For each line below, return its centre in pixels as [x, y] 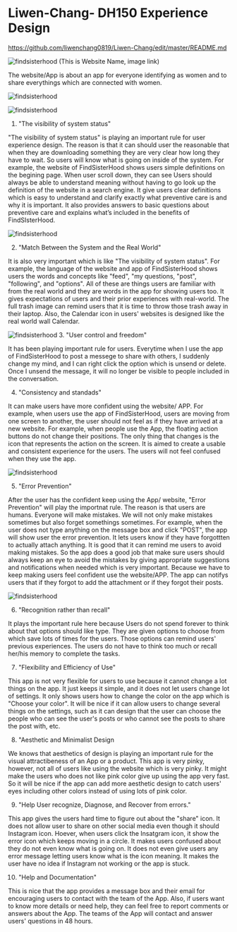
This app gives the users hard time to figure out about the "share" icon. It [114, 818]
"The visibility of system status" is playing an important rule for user [107, 137]
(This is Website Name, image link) [109, 61]
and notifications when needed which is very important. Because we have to [119, 567]
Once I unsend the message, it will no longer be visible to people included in [119, 371]
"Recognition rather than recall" [64, 610]
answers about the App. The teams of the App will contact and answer [110, 913]
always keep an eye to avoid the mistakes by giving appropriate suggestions [119, 559]
